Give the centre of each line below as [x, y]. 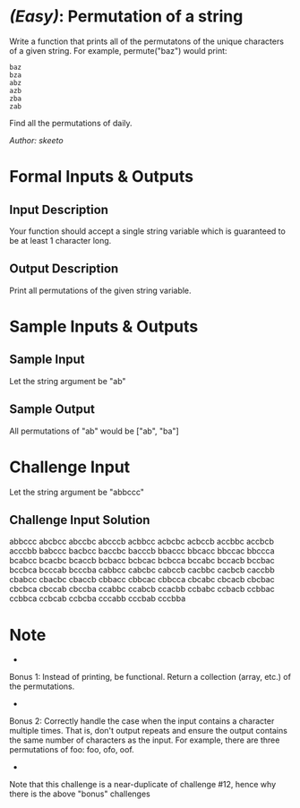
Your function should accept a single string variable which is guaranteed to [148, 231]
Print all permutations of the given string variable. [100, 290]
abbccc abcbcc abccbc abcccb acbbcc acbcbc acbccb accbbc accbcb [142, 542]
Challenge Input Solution [80, 520]
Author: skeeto [37, 140]
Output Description [64, 269]
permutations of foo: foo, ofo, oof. [72, 750]
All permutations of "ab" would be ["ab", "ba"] [94, 431]
